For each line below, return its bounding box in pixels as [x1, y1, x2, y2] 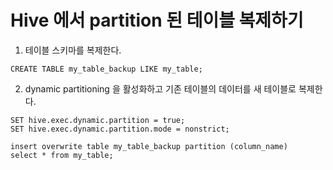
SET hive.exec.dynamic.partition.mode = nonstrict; [10, 124, 230, 134]
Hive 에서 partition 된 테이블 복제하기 [10, 9, 304, 32]
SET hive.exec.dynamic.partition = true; [10, 115, 186, 125]
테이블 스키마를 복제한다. [24, 44, 122, 56]
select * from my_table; [10, 150, 114, 160]
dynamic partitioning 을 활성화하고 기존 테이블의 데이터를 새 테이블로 [24, 82, 297, 95]
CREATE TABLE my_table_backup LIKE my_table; [10, 64, 203, 74]
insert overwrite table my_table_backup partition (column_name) [10, 141, 288, 151]
